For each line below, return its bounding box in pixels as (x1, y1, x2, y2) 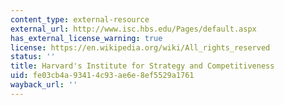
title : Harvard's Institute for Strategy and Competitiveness (10, 61, 275, 71)
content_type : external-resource (10, 14, 150, 25)
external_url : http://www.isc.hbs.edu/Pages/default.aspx (10, 24, 257, 34)
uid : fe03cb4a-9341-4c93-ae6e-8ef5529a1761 (10, 71, 195, 81)
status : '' (10, 52, 56, 62)
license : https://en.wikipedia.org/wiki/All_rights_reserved (10, 42, 271, 53)
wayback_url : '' (10, 80, 78, 90)
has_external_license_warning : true (10, 33, 163, 43)
